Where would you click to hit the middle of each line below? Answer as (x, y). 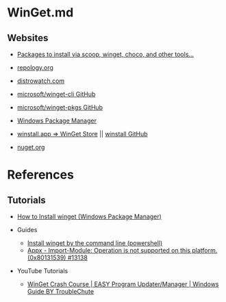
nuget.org (31, 147)
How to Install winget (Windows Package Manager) (89, 216)
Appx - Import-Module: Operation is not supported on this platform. (122, 250)
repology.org (35, 67)
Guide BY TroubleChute (61, 291)
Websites (28, 38)
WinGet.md (40, 13)
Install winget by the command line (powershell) (95, 243)
